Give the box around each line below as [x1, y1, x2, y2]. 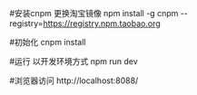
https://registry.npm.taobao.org [43, 18, 161, 29]
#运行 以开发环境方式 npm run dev [9, 56, 138, 66]
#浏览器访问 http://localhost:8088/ [9, 75, 139, 86]
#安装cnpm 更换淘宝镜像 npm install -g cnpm [9, 8, 179, 18]
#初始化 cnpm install [9, 37, 86, 47]
